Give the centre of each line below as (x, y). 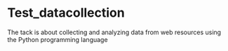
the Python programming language (58, 39)
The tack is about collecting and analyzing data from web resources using (114, 32)
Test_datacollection (66, 13)
